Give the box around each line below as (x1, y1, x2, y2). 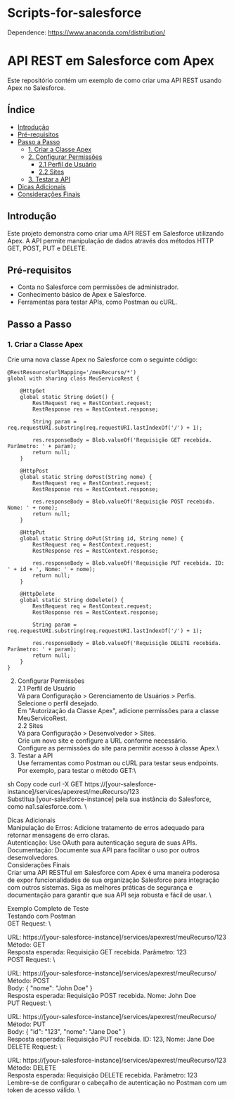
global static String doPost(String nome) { (20, 473, 152, 480)
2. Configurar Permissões (27, 153, 103, 161)
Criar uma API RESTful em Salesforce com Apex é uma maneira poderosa (7, 869, 220, 876)
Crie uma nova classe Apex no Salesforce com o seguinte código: (7, 355, 198, 364)
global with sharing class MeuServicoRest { (7, 375, 140, 382)
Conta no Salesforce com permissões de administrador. (17, 283, 179, 291)
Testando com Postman (7, 912, 76, 920)
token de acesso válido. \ (7, 1086, 80, 1094)
